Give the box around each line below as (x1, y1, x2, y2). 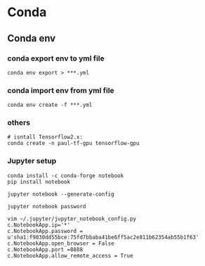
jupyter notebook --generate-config (7, 191, 114, 198)
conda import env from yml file (7, 85, 114, 95)
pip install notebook (7, 178, 71, 185)
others (7, 118, 30, 127)
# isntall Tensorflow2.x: (7, 134, 83, 141)
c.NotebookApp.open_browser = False (7, 240, 114, 247)
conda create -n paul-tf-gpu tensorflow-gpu (7, 140, 140, 147)
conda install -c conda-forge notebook (7, 172, 124, 179)
